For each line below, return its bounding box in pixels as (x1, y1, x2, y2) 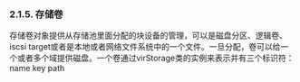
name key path (9, 63, 65, 74)
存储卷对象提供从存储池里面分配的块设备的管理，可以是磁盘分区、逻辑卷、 (9, 30, 287, 41)
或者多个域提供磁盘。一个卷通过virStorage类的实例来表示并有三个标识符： (16, 52, 295, 64)
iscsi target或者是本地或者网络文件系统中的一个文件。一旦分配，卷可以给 (9, 41, 281, 52)
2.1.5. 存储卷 (9, 7, 63, 20)
